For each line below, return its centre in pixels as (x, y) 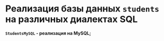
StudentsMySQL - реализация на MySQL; (48, 33)
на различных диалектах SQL (72, 19)
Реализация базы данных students (82, 9)
